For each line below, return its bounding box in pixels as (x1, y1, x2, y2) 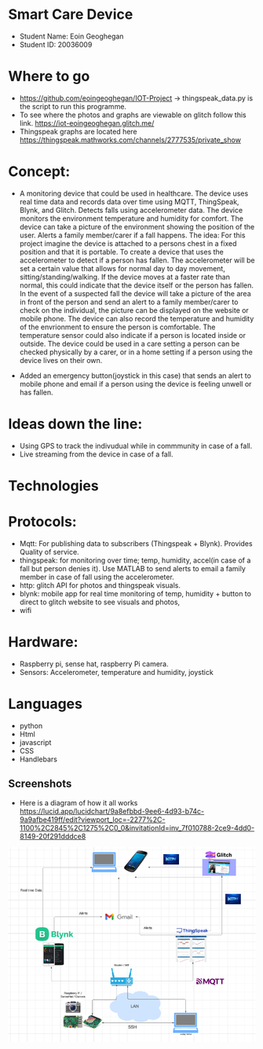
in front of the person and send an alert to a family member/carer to (19, 297, 239, 306)
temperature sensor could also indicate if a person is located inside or (19, 330, 246, 339)
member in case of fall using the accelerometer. (19, 572, 174, 581)
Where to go (8, 68, 90, 86)
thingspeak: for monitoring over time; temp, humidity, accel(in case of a (19, 556, 251, 565)
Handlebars (19, 754, 57, 764)
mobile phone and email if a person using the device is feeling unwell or (19, 379, 252, 388)
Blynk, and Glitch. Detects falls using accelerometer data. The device (19, 205, 243, 215)
